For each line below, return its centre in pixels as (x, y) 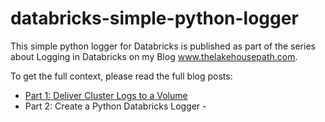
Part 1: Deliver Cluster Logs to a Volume (106, 95)
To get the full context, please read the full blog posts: (121, 76)
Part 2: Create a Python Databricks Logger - (115, 106)
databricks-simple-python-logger (154, 18)
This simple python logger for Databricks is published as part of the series (163, 46)
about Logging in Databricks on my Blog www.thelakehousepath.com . (154, 56)
